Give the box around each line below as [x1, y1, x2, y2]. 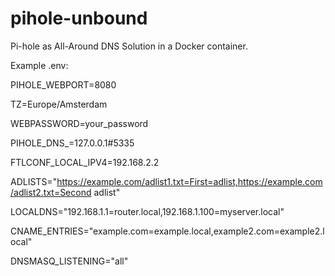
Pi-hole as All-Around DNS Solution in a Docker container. [10, 40, 248, 52]
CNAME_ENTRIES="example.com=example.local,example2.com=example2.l [10, 225, 325, 237]
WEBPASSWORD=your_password [10, 117, 149, 129]
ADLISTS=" [10, 175, 58, 187]
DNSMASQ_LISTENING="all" [10, 255, 129, 267]
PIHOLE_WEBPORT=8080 [10, 78, 117, 91]
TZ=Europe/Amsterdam [10, 98, 108, 110]
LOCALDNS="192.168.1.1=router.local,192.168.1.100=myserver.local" [10, 205, 285, 217]
